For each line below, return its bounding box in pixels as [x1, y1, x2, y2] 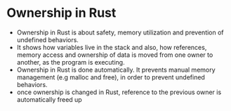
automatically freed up [16, 95, 82, 103]
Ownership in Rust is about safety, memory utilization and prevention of [16, 28, 224, 37]
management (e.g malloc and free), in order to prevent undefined [16, 72, 205, 81]
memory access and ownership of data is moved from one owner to [16, 51, 213, 59]
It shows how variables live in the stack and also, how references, [16, 43, 207, 51]
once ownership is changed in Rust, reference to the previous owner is [16, 88, 222, 96]
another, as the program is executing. [16, 58, 125, 66]
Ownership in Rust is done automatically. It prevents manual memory [16, 65, 216, 74]
